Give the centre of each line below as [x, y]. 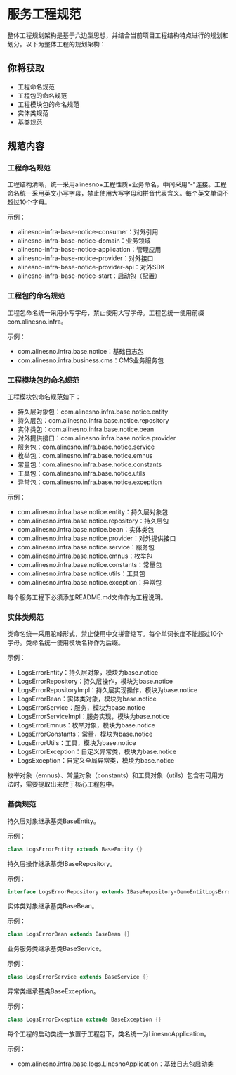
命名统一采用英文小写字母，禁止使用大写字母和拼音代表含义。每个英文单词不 [118, 193]
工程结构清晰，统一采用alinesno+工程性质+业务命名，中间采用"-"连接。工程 [117, 184]
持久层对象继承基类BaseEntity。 [53, 821]
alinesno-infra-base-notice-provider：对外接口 [85, 258]
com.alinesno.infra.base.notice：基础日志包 [80, 351]
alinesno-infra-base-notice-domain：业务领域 [84, 241]
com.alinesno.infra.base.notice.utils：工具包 [81, 573]
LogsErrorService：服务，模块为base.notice [81, 708]
